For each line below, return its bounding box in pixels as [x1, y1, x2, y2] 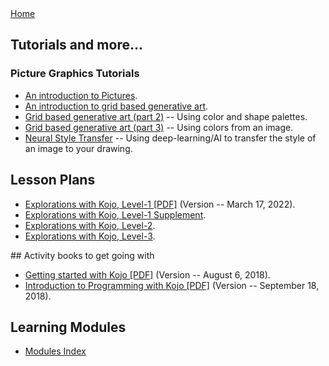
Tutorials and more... [10, 37, 143, 54]
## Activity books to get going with [10, 249, 155, 261]
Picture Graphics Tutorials [10, 67, 140, 81]
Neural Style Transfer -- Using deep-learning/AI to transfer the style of [24, 132, 317, 144]
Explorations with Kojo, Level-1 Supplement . [24, 208, 207, 221]
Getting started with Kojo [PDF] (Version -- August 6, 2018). [24, 268, 271, 281]
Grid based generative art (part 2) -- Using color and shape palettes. [24, 110, 308, 122]
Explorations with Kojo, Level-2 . [24, 219, 156, 231]
